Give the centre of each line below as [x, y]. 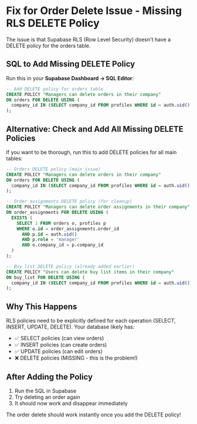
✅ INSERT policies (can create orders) [61, 345]
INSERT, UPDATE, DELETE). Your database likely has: [70, 327]
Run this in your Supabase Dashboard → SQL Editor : [70, 78]
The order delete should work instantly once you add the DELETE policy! [94, 415]
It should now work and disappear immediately [71, 403]
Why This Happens [42, 307]
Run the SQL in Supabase [45, 391]
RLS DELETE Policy [53, 23]
